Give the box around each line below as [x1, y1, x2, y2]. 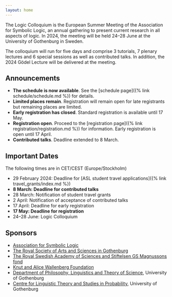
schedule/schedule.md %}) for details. [12, 93, 94, 99]
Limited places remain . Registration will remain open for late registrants [12, 98, 165, 104]
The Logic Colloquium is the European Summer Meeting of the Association [5, 22, 163, 28]
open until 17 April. [12, 131, 52, 137]
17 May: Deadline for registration [12, 208, 84, 214]
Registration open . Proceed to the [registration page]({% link [12, 120, 143, 127]
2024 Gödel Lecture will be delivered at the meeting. [5, 59, 117, 65]
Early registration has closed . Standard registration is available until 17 [12, 109, 163, 116]
